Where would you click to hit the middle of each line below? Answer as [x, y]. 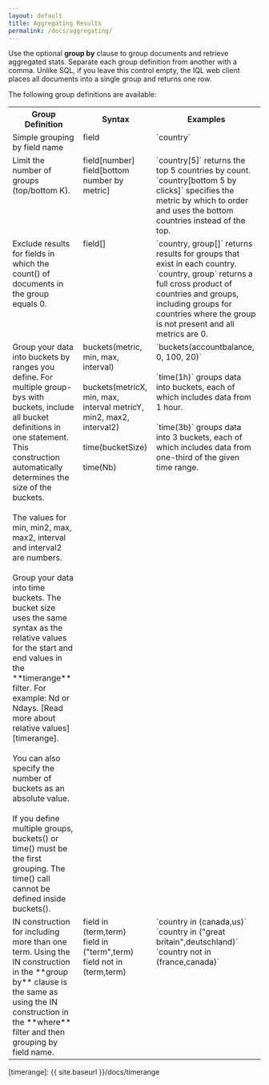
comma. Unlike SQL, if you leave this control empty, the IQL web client [124, 71]
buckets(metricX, [115, 388]
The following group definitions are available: [83, 95]
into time [29, 588]
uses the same [40, 618]
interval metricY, [113, 408]
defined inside [39, 899]
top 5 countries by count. [203, 171]
